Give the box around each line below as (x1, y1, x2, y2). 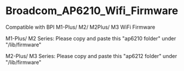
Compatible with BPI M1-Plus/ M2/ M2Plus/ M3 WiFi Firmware (5, 23, 155, 31)
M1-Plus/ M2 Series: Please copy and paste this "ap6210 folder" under (5, 35, 176, 42)
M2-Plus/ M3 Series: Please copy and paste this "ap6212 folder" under (5, 52, 178, 59)
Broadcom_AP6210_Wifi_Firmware (5, 4, 179, 18)
